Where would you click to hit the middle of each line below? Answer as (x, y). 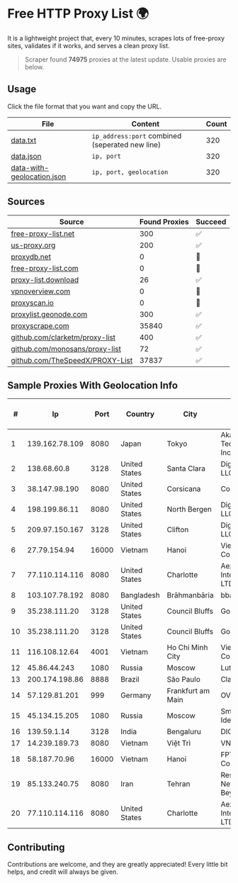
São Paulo (183, 680)
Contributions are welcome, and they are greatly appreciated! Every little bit (118, 865)
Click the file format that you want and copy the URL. (84, 106)
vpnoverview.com (41, 291)
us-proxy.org (33, 245)
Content (146, 123)
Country (140, 414)
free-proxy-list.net (43, 233)
